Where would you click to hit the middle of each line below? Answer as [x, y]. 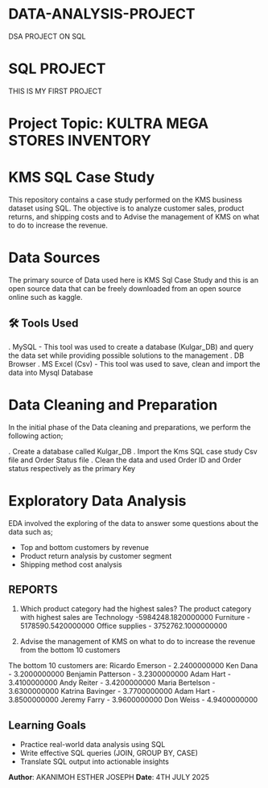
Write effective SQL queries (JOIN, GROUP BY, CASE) [109, 753]
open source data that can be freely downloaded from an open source [125, 288]
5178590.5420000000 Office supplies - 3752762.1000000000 [124, 626]
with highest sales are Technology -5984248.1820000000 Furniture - [135, 618]
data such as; [31, 531]
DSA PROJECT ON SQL [47, 36]
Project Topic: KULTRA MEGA [109, 123]
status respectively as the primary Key [72, 468]
